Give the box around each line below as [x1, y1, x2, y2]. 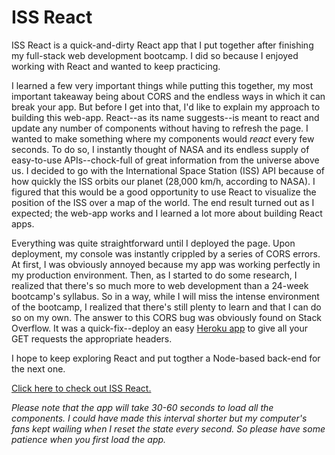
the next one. [11, 362, 66, 375]
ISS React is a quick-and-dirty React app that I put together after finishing [11, 39, 314, 51]
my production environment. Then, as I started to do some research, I [11, 269, 298, 281]
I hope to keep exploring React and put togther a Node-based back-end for [11, 352, 321, 364]
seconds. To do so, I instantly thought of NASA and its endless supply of [11, 143, 310, 155]
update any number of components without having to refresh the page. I [11, 122, 309, 134]
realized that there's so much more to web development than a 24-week [11, 279, 309, 291]
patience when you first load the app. [11, 433, 167, 445]
